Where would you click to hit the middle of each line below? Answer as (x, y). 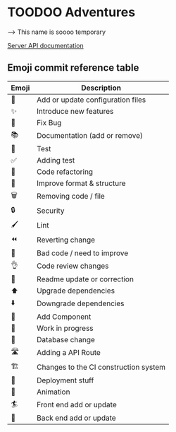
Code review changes (73, 266)
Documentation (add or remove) (89, 136)
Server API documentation (45, 45)
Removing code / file (71, 197)
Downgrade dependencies (80, 303)
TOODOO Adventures (71, 12)
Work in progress (65, 328)
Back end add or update (76, 418)
